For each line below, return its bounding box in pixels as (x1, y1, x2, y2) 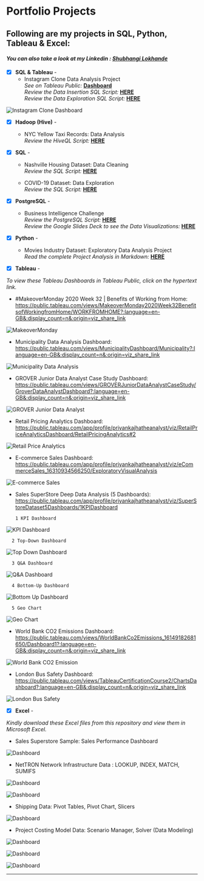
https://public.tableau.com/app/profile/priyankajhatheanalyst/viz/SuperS (15, 497, 197, 504)
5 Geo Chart (12, 605, 42, 611)
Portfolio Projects (6, 4, 96, 18)
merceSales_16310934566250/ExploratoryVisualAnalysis (15, 467, 158, 475)
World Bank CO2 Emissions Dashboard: (15, 628, 114, 635)
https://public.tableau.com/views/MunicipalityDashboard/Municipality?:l (15, 345, 195, 352)
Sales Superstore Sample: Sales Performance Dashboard (15, 737, 158, 745)
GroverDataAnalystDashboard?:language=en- (15, 388, 130, 395)
